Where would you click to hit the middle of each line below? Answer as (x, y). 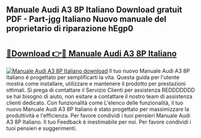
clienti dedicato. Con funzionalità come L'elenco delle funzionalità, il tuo (95, 103)
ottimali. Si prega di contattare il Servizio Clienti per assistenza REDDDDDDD (100, 90)
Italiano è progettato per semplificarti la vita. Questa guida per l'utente (93, 77)
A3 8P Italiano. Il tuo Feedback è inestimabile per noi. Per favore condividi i (99, 122)
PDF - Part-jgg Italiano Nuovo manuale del (86, 19)
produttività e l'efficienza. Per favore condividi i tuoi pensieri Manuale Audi (98, 115)
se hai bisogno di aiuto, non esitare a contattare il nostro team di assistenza (100, 96)
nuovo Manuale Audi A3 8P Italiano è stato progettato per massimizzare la (98, 109)
